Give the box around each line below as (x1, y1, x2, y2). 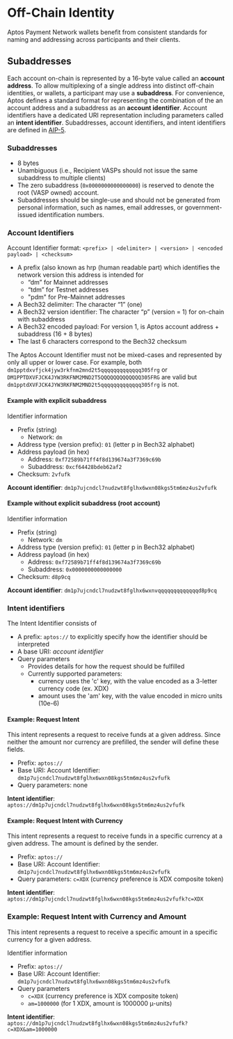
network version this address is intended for (17, 271, 144, 279)
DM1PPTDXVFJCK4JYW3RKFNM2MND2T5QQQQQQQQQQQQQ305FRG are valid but (7, 373, 198, 381)
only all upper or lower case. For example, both (7, 358, 143, 367)
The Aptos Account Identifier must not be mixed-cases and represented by (7, 351, 223, 359)
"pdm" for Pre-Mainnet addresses (27, 293, 125, 301)
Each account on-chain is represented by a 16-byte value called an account (7, 74, 225, 82)
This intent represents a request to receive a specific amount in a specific (7, 928, 218, 936)
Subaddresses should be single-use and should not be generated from (17, 196, 220, 205)
